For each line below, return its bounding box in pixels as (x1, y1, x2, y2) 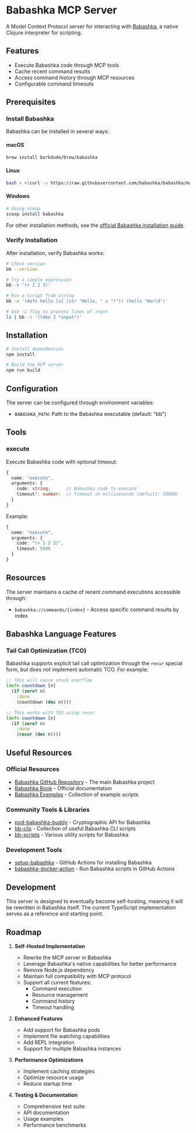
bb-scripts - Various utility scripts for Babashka (14, 831, 129, 838)
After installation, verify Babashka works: (6, 249, 105, 256)
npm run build (6, 367, 41, 373)
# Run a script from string (6, 293, 75, 299)
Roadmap (6, 927, 42, 937)
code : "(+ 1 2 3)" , (16, 540, 64, 546)
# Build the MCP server (6, 362, 64, 368)
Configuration (6, 384, 58, 394)
